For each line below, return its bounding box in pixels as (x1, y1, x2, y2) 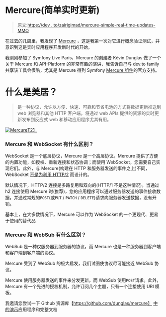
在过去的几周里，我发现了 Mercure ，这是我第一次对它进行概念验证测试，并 (5, 38, 160, 44)
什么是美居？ (5, 87, 58, 98)
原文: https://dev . (17, 22, 53, 28)
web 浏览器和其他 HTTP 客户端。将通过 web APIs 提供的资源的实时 (17, 110, 155, 116)
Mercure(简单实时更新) (5, 4, 100, 16)
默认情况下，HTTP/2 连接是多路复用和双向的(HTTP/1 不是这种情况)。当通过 (5, 182, 160, 188)
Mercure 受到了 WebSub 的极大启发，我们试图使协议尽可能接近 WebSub (5, 260, 154, 267)
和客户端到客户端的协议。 (5, 250, 58, 256)
